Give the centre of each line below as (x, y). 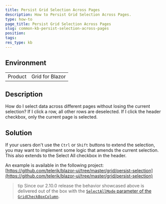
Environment (26, 63)
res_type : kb (19, 43)
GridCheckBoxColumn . (38, 196)
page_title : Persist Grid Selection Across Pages (58, 24)
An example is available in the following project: (55, 165)
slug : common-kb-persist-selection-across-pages (57, 29)
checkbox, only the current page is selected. (52, 117)
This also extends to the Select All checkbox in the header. (66, 156)
